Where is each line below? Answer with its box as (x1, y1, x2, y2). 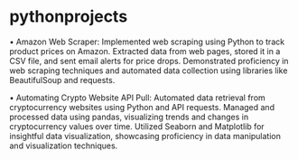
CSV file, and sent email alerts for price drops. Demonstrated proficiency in (9, 55, 289, 66)
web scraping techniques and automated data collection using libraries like (9, 65, 288, 76)
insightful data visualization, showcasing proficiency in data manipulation (9, 130, 282, 141)
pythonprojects (9, 6, 128, 27)
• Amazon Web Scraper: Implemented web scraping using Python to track (9, 36, 285, 47)
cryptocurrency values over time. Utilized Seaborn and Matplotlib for (9, 120, 265, 132)
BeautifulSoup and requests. (9, 74, 116, 85)
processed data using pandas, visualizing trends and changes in (9, 111, 249, 122)
